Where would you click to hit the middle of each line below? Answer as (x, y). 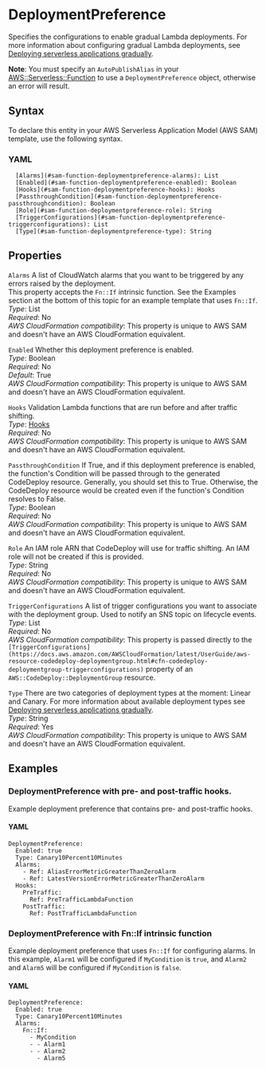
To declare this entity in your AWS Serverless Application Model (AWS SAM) (133, 130)
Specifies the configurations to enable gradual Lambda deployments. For (128, 37)
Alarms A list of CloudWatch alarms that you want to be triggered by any (126, 275)
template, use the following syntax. (66, 139)
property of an (169, 669)
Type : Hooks (29, 424)
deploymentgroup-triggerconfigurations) (76, 669)
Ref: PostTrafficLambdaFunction (83, 913)
